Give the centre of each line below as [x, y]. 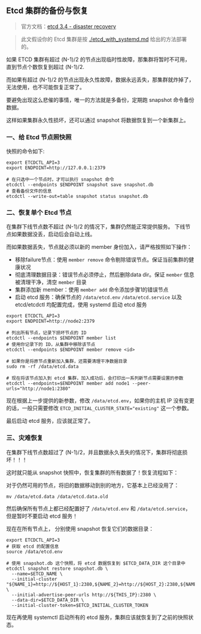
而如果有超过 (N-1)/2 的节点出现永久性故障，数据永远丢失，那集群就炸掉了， [100, 79]
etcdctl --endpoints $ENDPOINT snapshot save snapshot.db [80, 185]
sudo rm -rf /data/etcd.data [42, 367]
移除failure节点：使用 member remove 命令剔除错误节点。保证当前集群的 [102, 260]
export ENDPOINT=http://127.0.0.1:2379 [56, 168]
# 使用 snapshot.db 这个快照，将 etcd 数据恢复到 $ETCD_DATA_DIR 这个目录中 [96, 563]
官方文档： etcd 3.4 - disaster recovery [68, 26]
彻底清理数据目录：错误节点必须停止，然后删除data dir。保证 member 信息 [104, 275]
